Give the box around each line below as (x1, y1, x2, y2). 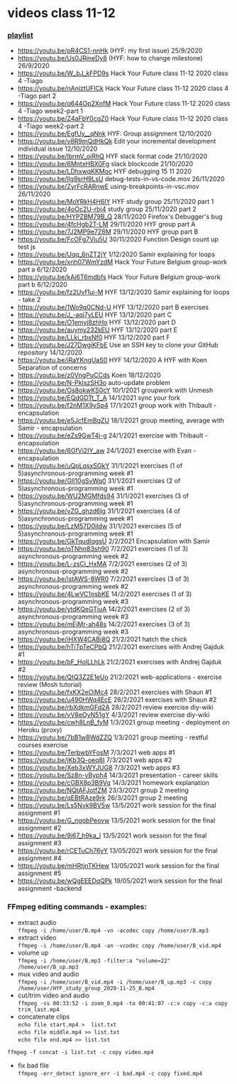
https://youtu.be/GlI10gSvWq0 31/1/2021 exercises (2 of (17, 477, 181, 485)
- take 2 (17, 296, 41, 304)
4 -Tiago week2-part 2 (17, 122, 84, 131)
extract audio (17, 918, 57, 926)
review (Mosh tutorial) (17, 681, 82, 689)
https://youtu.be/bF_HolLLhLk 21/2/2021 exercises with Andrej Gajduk (17, 658, 222, 666)
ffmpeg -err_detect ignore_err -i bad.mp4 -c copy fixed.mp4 (17, 1070, 203, 1077)
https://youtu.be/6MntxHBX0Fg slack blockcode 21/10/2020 (17, 160, 194, 168)
